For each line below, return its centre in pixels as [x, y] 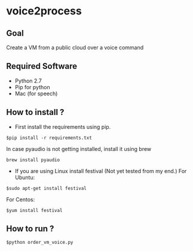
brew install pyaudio [33, 160]
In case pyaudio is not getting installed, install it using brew [79, 149]
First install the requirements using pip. [63, 126]
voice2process [44, 11]
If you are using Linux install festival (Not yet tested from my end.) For [101, 171]
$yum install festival [34, 210]
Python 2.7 [28, 81]
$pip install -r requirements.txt [49, 138]
